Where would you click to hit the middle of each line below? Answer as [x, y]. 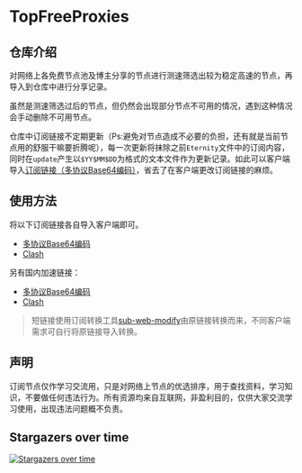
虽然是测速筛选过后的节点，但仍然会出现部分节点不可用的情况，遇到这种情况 [151, 106]
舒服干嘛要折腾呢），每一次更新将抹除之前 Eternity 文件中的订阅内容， [161, 147]
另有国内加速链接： [45, 272]
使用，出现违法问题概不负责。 [72, 408]
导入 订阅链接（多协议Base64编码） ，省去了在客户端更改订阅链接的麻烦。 [144, 170]
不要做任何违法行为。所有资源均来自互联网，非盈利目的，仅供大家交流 [155, 397]
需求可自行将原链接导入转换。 [86, 332]
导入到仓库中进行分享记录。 [61, 86]
